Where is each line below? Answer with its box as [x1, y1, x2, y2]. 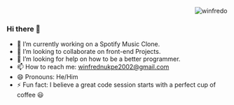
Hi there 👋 [6, 24, 41, 34]
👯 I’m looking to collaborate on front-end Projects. [16, 48, 161, 56]
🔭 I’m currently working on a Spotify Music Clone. [16, 40, 160, 48]
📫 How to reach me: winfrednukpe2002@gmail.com [16, 63, 170, 71]
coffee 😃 [16, 91, 44, 99]
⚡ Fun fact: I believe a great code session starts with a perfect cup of [16, 80, 216, 89]
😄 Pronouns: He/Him [16, 73, 78, 81]
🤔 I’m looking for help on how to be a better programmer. [16, 55, 181, 63]
